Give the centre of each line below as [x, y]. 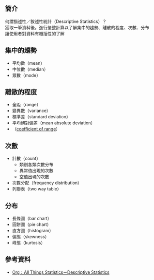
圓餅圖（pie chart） [32, 224]
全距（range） [26, 105]
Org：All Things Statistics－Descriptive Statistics [61, 272]
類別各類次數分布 [36, 165]
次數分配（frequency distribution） [47, 183]
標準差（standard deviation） [41, 117]
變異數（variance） [31, 111]
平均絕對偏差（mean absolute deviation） [54, 123]
